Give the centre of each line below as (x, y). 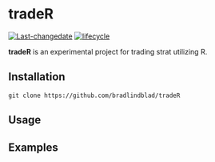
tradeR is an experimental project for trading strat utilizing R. (108, 51)
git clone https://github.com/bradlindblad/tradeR (94, 95)
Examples (33, 147)
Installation (37, 77)
